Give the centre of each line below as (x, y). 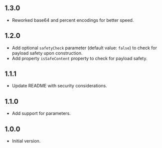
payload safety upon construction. (47, 53)
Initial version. (26, 141)
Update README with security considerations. (60, 86)
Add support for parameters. (41, 113)
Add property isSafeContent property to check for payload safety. (80, 58)
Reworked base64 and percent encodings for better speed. (73, 20)
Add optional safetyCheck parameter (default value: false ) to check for (84, 48)
